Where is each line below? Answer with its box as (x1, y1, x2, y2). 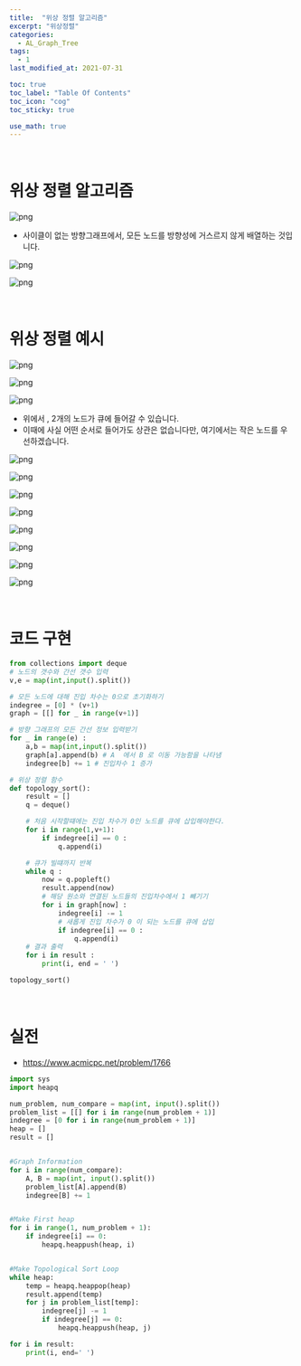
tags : (9, 47, 30, 56)
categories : (9, 30, 54, 39)
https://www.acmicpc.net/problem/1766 (22, 1057, 172, 1067)
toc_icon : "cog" (9, 97, 71, 106)
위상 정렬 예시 (9, 329, 105, 349)
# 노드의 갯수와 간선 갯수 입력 (9, 667, 108, 677)
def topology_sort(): (9, 783, 91, 792)
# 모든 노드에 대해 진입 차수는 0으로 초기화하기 (9, 692, 165, 701)
